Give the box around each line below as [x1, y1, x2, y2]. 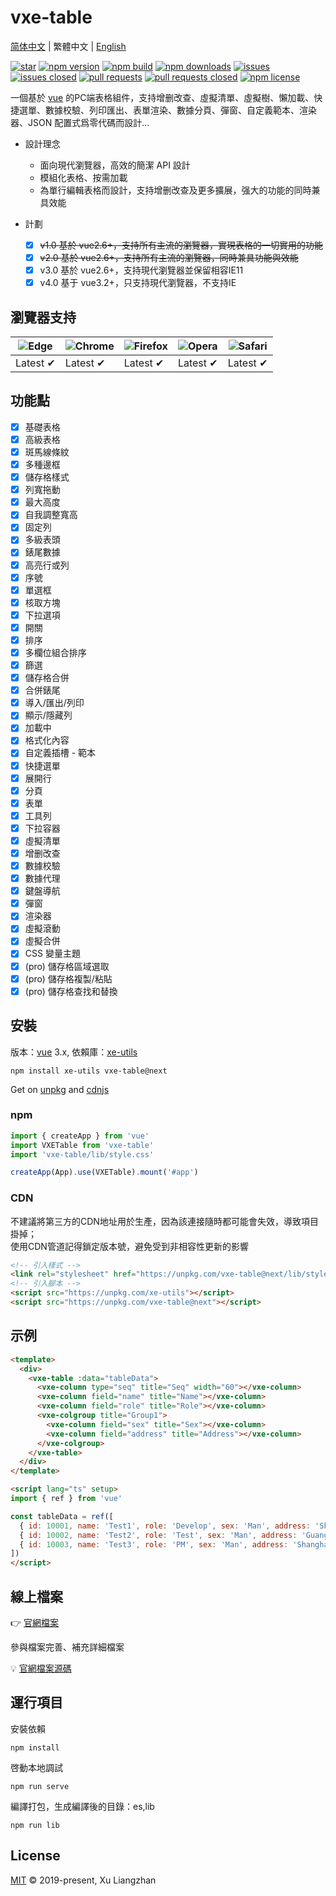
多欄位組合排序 [24, 646, 87, 658]
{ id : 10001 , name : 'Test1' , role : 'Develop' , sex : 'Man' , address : [19, 1521, 311, 1531]
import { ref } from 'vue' [10, 1494, 123, 1504]
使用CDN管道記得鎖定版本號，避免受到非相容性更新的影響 [10, 1240, 249, 1252]
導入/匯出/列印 [24, 697, 85, 709]
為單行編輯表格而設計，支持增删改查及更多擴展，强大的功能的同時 [39, 184, 312, 196]
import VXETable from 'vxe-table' [10, 1140, 155, 1150]
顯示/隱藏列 [24, 709, 73, 721]
